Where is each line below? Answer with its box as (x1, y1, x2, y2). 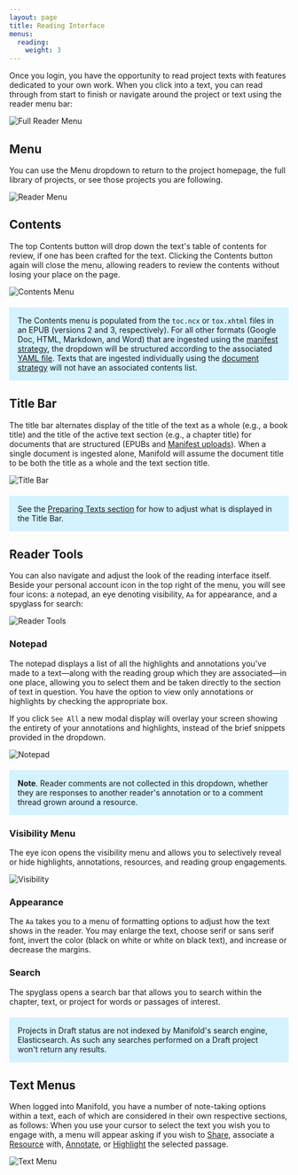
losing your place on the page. (9, 269, 121, 279)
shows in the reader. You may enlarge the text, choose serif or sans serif (9, 926, 275, 936)
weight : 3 (25, 46, 62, 55)
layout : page (9, 12, 58, 22)
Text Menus (9, 1077, 76, 1093)
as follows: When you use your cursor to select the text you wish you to (9, 1120, 271, 1131)
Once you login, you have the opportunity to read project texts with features (9, 70, 286, 81)
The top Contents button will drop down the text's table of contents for (9, 240, 268, 251)
